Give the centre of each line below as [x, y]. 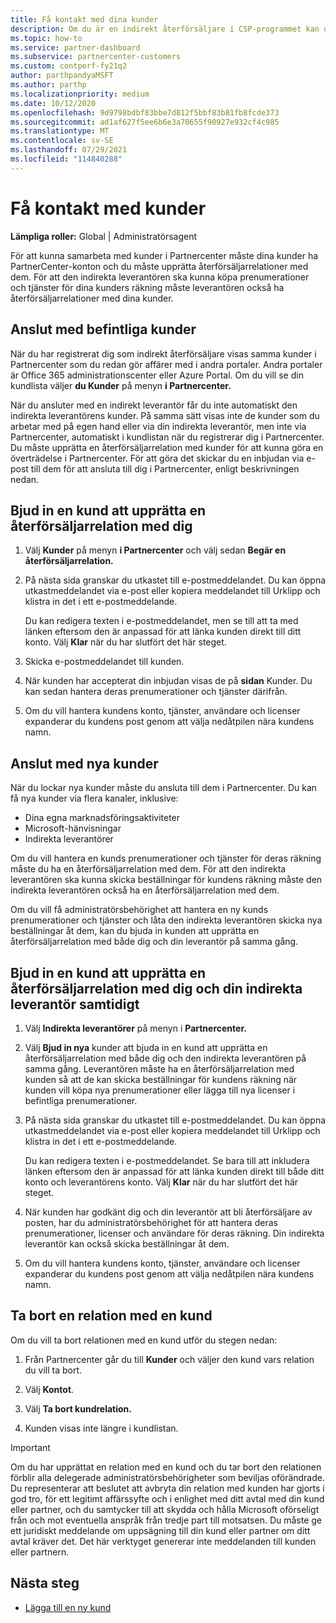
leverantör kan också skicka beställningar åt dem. [127, 1243]
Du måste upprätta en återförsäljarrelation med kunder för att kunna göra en [167, 447]
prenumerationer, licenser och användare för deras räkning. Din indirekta [174, 1233]
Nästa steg [45, 1583]
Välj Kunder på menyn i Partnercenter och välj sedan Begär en [155, 550]
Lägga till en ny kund [68, 1607]
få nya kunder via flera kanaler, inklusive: [94, 798]
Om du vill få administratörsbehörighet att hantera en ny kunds [139, 910]
